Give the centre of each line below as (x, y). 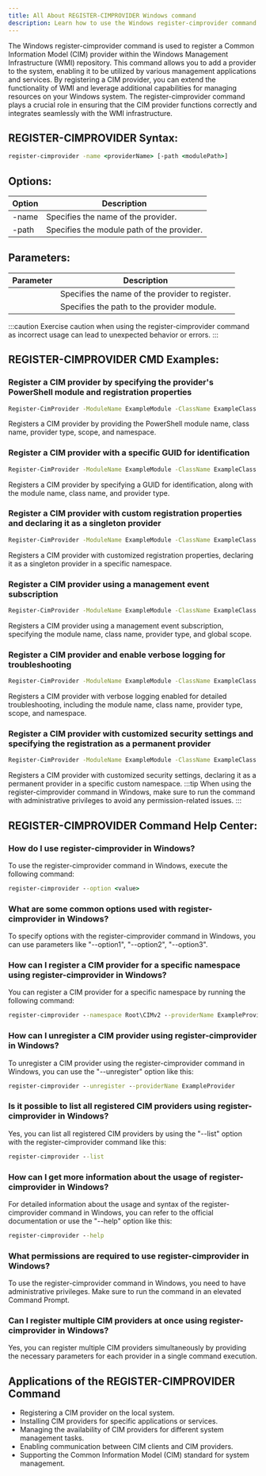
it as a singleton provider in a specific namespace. (90, 563)
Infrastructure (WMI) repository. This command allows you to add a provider (132, 62)
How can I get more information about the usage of (108, 1177)
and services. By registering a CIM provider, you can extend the (112, 79)
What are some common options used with (92, 909)
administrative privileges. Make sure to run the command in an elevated (125, 1292)
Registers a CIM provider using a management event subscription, (116, 625)
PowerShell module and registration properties (100, 392)
